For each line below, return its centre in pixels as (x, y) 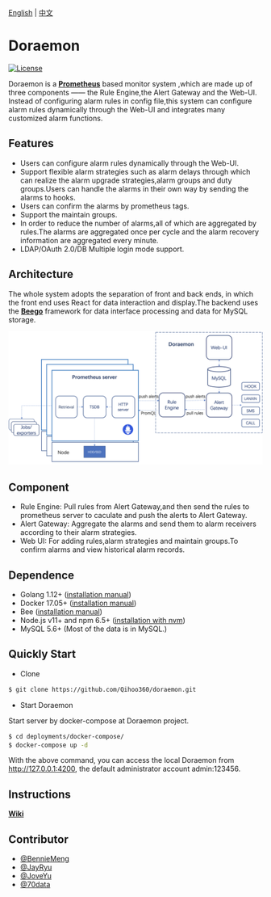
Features (31, 143)
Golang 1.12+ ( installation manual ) (75, 594)
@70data (35, 885)
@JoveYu (36, 876)
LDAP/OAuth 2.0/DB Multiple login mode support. (102, 249)
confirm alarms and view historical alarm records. (102, 550)
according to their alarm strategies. (78, 533)
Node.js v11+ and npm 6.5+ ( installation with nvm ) (102, 620)
